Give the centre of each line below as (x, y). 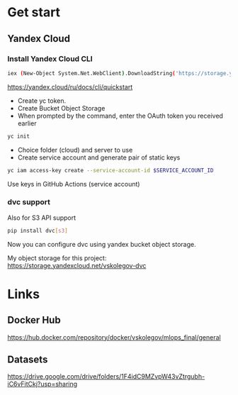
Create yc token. (41, 101)
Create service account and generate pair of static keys (99, 157)
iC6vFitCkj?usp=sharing (42, 384)
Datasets (28, 360)
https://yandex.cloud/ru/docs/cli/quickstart (70, 87)
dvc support (29, 202)
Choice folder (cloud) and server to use (75, 150)
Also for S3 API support (42, 218)
